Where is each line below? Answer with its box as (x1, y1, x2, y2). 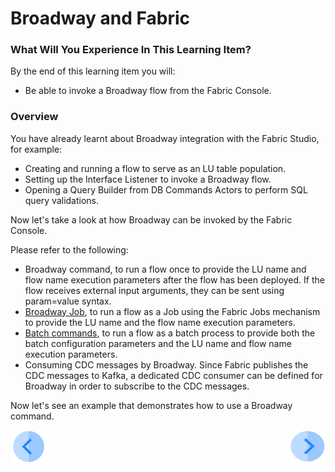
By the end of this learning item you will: (10, 65, 176, 77)
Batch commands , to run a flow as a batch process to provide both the (24, 327, 316, 339)
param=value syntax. (24, 295, 112, 307)
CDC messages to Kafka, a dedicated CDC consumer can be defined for (24, 369, 323, 381)
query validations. (24, 194, 100, 206)
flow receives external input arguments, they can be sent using (24, 284, 285, 296)
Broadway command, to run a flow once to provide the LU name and (24, 263, 307, 275)
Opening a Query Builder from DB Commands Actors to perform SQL (24, 183, 308, 196)
